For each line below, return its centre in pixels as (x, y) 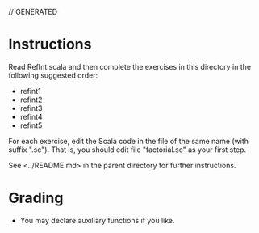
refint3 (31, 108)
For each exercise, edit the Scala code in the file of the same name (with (128, 141)
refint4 (31, 116)
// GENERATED (33, 12)
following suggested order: (53, 75)
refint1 (31, 91)
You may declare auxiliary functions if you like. (97, 220)
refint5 (31, 125)
